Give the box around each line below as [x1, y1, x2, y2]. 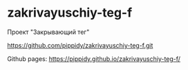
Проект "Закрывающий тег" [7, 28, 90, 36]
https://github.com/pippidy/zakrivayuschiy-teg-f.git [7, 41, 153, 49]
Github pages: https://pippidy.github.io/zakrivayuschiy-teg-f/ [7, 54, 181, 63]
